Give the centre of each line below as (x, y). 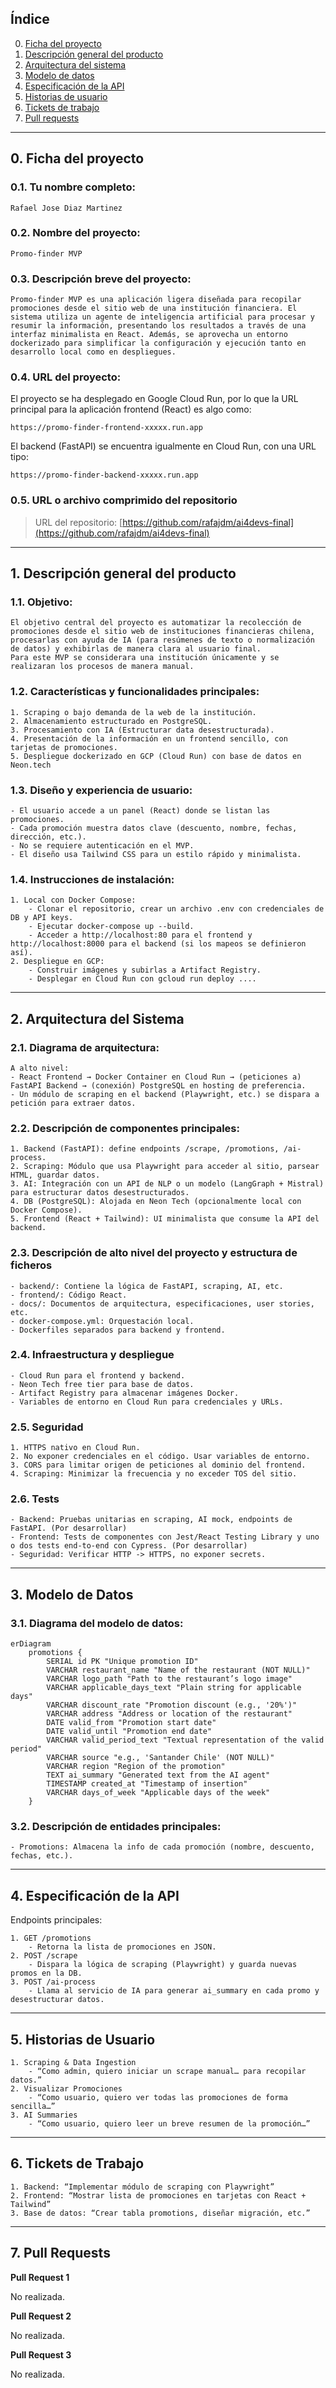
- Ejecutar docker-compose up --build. (111, 927)
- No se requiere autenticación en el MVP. (102, 845)
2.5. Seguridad (47, 1427)
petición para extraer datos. (73, 1103)
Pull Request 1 (40, 2277)
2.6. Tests (35, 1499)
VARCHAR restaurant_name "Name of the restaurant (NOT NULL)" (178, 1670)
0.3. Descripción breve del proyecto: (101, 279)
